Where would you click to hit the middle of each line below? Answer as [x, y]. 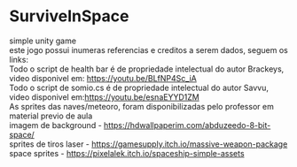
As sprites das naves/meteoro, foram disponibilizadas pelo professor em [142, 106]
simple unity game [43, 41]
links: [19, 59]
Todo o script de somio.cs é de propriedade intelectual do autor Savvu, [139, 87]
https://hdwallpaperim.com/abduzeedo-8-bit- [187, 125]
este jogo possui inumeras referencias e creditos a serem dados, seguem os [148, 49]
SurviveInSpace [69, 16]
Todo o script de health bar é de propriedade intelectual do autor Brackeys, [147, 69]
